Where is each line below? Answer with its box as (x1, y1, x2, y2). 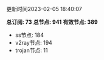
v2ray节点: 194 (15, 39, 53, 46)
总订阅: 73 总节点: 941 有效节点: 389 (6, 18, 99, 26)
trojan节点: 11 (15, 47, 48, 54)
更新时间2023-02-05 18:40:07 (6, 6, 82, 12)
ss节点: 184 (15, 31, 44, 39)
